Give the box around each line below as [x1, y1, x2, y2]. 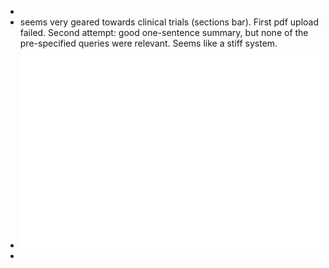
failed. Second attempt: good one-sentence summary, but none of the [19, 27, 309, 38]
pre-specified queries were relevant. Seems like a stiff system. [19, 37, 278, 49]
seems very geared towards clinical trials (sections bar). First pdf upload [19, 16, 320, 28]
